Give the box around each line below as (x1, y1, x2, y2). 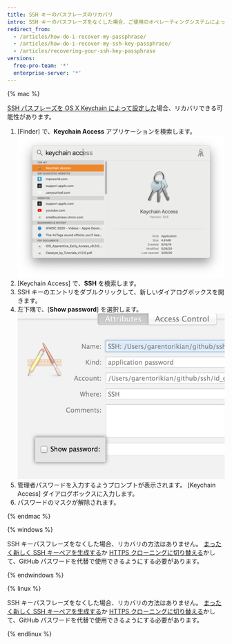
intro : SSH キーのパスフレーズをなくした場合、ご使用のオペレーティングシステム (7, 18, 211, 26)
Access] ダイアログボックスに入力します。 (17, 489, 139, 498)
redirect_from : (7, 26, 51, 33)
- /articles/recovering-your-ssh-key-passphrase (13, 48, 156, 55)
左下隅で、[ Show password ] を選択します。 (17, 305, 143, 313)
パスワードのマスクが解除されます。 (17, 498, 120, 506)
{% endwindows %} (7, 571, 64, 579)
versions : (7, 55, 36, 62)
